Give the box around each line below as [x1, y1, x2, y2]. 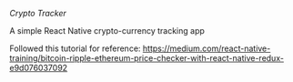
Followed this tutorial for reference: [9, 43, 141, 54]
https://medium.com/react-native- [142, 43, 271, 54]
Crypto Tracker [9, 8, 66, 18]
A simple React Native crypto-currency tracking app [9, 26, 205, 36]
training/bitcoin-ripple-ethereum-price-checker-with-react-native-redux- [9, 53, 285, 63]
